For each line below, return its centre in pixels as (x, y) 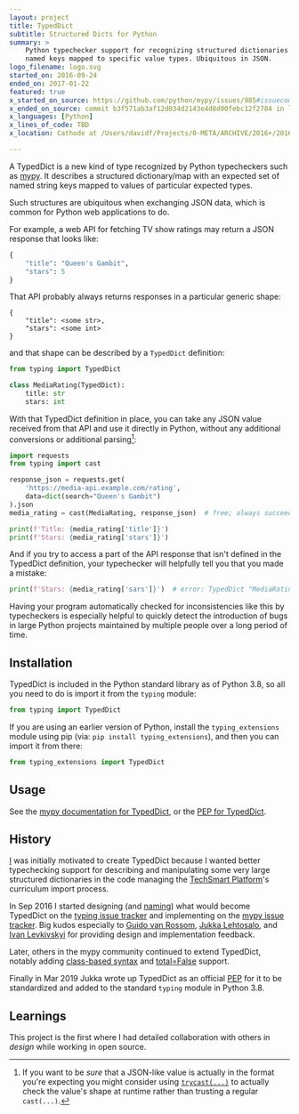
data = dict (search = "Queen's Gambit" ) (93, 496)
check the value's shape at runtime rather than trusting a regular (140, 1092)
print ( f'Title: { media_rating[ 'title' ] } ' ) (89, 529)
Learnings (38, 1016)
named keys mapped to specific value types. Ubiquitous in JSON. (149, 59)
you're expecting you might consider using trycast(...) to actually (145, 1082)
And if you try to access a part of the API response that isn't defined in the (145, 554)
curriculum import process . (59, 889)
